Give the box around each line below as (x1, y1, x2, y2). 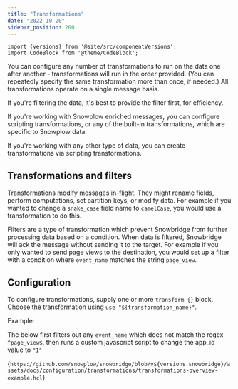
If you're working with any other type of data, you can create (7, 141, 186, 150)
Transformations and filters (7, 169, 133, 182)
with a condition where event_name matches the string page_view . (7, 256, 197, 264)
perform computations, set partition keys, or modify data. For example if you (7, 196, 232, 205)
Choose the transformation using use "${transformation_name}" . (7, 303, 197, 311)
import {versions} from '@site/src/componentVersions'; (7, 44, 177, 51)
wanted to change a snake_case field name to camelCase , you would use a (7, 204, 222, 213)
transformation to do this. (7, 211, 82, 220)
